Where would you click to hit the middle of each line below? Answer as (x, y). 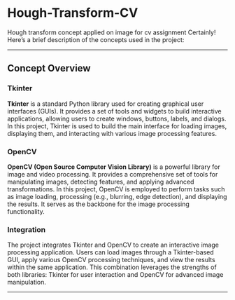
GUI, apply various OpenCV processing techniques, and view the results (111, 260)
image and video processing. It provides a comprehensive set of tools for (113, 174)
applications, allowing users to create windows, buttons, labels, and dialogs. (117, 118)
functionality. (26, 211)
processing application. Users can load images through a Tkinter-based (111, 252)
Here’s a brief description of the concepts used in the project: (96, 39)
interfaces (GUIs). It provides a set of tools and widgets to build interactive (114, 111)
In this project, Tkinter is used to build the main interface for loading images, (117, 126)
